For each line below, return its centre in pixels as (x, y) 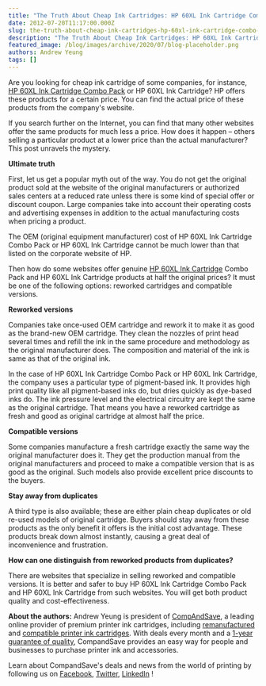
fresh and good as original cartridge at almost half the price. (106, 416)
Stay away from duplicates (53, 496)
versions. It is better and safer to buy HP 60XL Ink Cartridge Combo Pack (127, 584)
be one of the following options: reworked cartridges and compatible (120, 286)
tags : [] (23, 60)
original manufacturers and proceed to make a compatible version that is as (131, 463)
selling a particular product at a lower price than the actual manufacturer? (128, 140)
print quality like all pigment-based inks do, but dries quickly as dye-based (130, 390)
